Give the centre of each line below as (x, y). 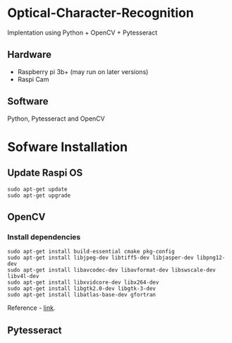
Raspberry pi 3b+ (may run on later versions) (83, 71)
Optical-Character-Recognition (100, 13)
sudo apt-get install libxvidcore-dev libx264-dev (83, 283)
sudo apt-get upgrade (39, 195)
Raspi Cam (33, 79)
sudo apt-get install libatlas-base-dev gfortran (82, 295)
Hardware (29, 55)
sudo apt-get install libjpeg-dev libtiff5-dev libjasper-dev (100, 258)
